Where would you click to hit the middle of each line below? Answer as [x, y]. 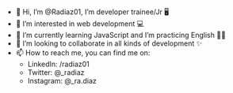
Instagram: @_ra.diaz [62, 81]
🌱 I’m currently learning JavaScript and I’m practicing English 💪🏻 [120, 35]
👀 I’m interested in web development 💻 [80, 24]
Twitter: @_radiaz [56, 73]
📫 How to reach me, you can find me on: [83, 53]
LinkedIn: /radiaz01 [58, 64]
